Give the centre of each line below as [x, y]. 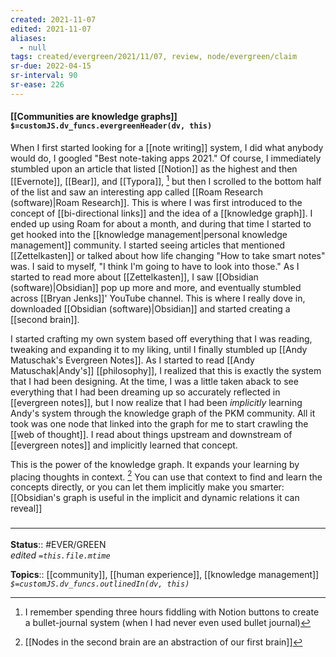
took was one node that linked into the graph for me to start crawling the [159, 423]
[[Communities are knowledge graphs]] [94, 117]
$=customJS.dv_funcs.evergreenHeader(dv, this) [111, 126]
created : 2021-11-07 [53, 19]
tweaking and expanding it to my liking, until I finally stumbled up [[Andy [159, 349]
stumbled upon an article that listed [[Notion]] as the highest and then [154, 168]
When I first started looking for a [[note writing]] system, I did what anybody [167, 147]
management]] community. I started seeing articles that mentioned [147, 245]
